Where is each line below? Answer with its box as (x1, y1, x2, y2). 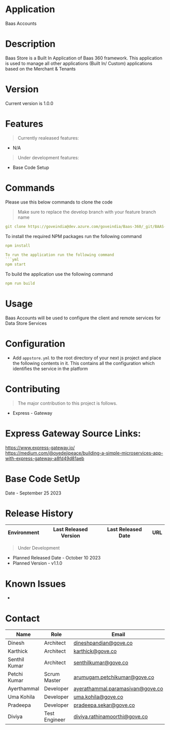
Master (44, 677, 61, 684)
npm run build (5, 281, 35, 286)
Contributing (5, 383, 60, 394)
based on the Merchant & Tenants (5, 65, 76, 72)
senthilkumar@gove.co (73, 659, 129, 666)
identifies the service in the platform (12, 366, 89, 372)
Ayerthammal (8, 685, 39, 692)
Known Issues (5, 578, 66, 589)
